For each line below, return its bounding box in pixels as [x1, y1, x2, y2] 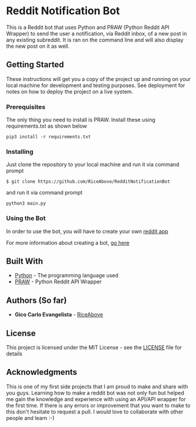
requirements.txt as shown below [6, 122, 87, 130]
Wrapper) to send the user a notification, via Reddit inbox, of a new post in [6, 30, 187, 37]
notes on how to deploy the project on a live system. [6, 88, 133, 95]
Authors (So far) [6, 295, 67, 305]
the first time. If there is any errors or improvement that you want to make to [6, 402, 191, 409]
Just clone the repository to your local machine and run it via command [6, 161, 179, 168]
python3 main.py [6, 200, 46, 206]
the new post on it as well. [6, 43, 70, 50]
